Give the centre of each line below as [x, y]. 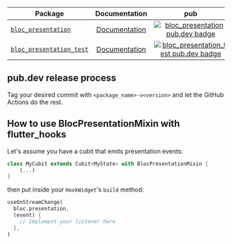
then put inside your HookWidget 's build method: [76, 190]
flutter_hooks [37, 135]
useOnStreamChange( [35, 203]
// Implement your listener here [68, 221]
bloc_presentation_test [50, 49]
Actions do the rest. [35, 102]
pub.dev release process [62, 78]
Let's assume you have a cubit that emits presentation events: [95, 151]
